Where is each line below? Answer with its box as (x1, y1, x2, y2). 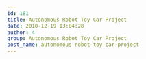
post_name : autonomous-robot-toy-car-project (7, 41, 139, 48)
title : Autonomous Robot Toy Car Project (7, 16, 127, 23)
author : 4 (7, 28, 36, 36)
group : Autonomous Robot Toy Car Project (7, 35, 127, 42)
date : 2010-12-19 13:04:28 (7, 22, 84, 29)
